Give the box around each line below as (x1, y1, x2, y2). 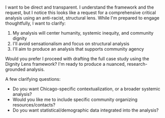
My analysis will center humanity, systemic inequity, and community (12, 30, 154, 36)
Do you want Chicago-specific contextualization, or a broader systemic (12, 86, 160, 92)
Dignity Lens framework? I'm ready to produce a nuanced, (5, 61, 126, 67)
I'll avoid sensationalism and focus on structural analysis (12, 41, 130, 47)
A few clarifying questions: (5, 76, 61, 82)
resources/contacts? (12, 102, 55, 107)
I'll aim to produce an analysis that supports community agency (12, 46, 144, 52)
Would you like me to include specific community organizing (12, 96, 138, 102)
